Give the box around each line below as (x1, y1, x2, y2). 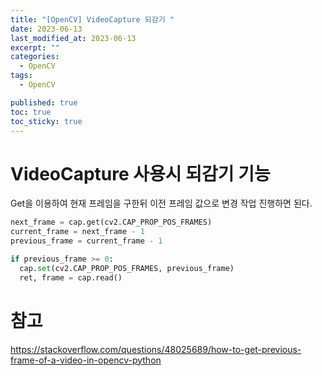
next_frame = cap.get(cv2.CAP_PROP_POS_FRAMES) (10, 217, 213, 228)
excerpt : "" (10, 42, 60, 53)
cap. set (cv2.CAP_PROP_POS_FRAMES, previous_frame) (19, 263, 235, 273)
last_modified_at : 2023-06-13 (10, 33, 137, 43)
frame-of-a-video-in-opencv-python (10, 354, 162, 366)
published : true (10, 97, 78, 108)
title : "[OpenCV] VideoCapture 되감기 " (10, 14, 175, 25)
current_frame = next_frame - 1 (10, 227, 145, 237)
